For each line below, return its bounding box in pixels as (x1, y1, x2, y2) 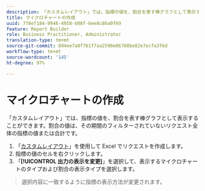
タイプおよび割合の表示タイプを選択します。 (26, 165, 138, 173)
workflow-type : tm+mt (6, 49, 62, 55)
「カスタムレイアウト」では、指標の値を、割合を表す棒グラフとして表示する (6, 114, 199, 122)
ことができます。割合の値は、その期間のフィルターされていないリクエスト (6, 122, 193, 130)
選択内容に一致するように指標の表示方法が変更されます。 (21, 178, 166, 186)
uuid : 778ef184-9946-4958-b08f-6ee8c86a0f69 (6, 20, 121, 26)
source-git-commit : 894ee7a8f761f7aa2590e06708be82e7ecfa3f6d (6, 43, 168, 49)
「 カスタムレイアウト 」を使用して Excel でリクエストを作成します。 (15, 142, 187, 150)
